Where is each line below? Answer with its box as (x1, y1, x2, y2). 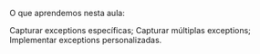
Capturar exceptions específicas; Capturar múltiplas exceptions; (9, 25, 251, 35)
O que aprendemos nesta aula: (9, 8, 125, 18)
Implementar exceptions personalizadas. (9, 35, 162, 45)
